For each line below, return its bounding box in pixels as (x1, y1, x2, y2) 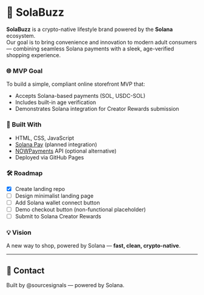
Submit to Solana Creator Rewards (15, 213, 101, 220)
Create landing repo (15, 185, 66, 192)
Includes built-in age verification (15, 99, 97, 106)
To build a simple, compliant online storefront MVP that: (6, 80, 146, 88)
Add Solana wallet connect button (15, 199, 100, 206)
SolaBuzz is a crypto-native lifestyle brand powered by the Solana (6, 26, 173, 33)
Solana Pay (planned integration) (15, 141, 97, 148)
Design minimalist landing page (15, 192, 94, 200)
